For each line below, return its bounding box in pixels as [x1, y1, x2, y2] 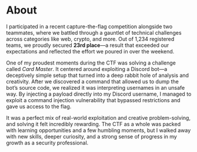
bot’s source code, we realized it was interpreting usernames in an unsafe [6, 84, 185, 91]
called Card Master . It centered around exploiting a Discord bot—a [6, 65, 168, 72]
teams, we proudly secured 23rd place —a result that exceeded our [6, 42, 169, 49]
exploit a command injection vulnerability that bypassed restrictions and [6, 96, 181, 103]
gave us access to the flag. [6, 103, 72, 110]
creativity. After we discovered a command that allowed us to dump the [6, 77, 179, 85]
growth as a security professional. [6, 139, 89, 146]
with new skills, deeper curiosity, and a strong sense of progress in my [6, 133, 178, 140]
